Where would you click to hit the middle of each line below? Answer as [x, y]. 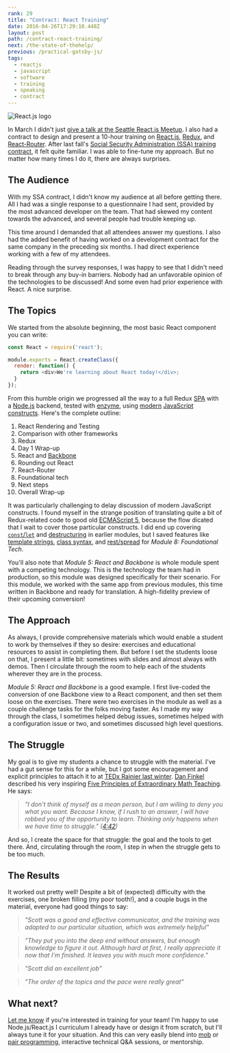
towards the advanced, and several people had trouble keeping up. [102, 219]
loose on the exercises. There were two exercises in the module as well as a [115, 701]
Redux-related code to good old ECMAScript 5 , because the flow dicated [111, 520]
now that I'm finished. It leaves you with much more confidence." [116, 955]
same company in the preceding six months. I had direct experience [104, 246]
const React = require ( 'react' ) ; [55, 347]
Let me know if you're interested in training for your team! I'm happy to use [113, 1020]
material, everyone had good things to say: [68, 907]
